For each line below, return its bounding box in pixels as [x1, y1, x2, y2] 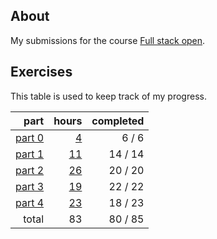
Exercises [10, 64, 73, 81]
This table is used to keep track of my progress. [10, 90, 207, 102]
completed [91, 114, 145, 128]
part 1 [15, 147, 45, 161]
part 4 [15, 195, 45, 209]
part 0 [15, 130, 45, 144]
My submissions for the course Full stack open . [10, 34, 206, 46]
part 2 [15, 163, 45, 177]
